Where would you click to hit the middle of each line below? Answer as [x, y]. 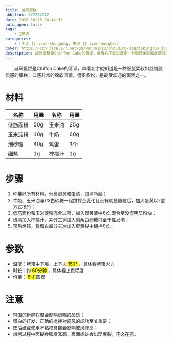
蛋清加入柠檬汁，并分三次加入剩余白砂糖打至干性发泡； [71, 220]
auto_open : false [24, 24]
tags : [11, 29]
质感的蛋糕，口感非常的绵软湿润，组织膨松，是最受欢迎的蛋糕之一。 [77, 75]
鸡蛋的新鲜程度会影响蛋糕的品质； [49, 315]
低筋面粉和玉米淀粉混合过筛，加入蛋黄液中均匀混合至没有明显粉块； [84, 213]
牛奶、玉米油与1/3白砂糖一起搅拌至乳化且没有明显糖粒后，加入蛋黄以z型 [89, 201]
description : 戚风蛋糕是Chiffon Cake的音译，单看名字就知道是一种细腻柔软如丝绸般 [85, 53]
